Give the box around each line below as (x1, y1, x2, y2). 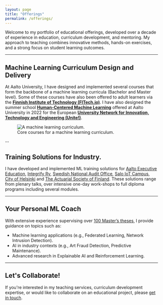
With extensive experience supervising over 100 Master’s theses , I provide (5, 218, 154, 224)
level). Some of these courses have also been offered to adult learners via (5, 94, 153, 100)
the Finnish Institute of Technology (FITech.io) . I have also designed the (5, 99, 151, 105)
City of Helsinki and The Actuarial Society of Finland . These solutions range (5, 176, 156, 182)
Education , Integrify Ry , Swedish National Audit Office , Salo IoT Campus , (5, 171, 150, 177)
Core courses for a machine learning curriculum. (17, 129, 114, 135)
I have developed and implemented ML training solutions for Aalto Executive (5, 166, 157, 171)
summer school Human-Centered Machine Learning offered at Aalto (5, 105, 144, 111)
